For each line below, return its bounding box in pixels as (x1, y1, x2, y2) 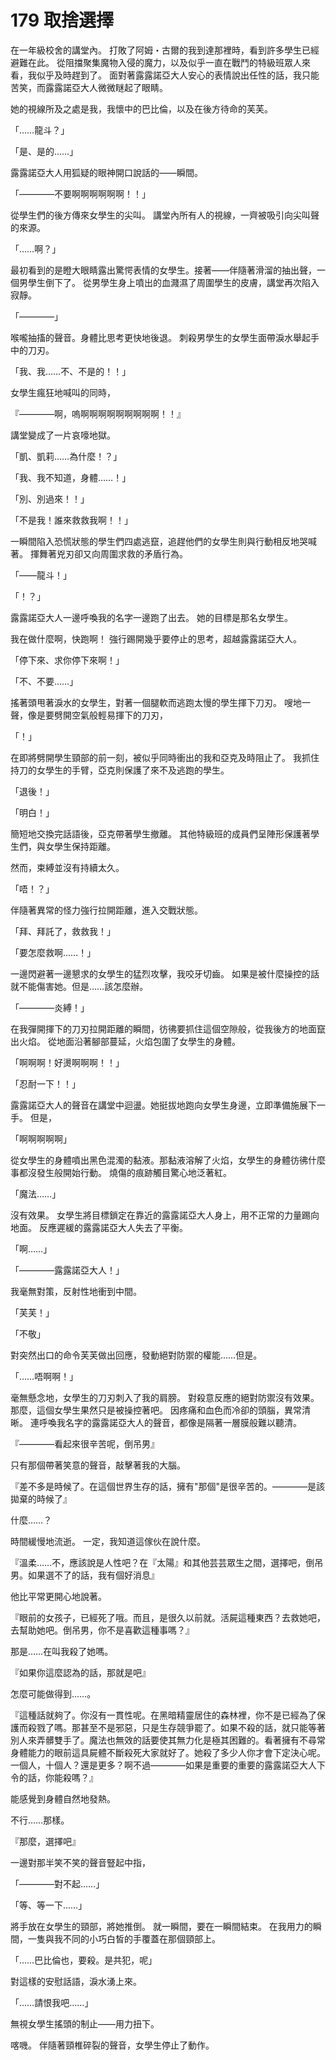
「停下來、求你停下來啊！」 (10, 654, 125, 666)
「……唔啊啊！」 (10, 1370, 79, 1382)
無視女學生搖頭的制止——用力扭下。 (10, 2017, 160, 2030)
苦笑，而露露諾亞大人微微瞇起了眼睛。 (10, 81, 168, 93)
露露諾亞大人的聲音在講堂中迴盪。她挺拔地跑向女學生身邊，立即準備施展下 (10, 1099, 317, 1111)
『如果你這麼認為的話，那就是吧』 (10, 1666, 151, 1678)
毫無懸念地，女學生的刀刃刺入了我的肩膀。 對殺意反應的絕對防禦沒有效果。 (10, 1391, 320, 1403)
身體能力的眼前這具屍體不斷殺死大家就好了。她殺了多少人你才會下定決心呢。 (10, 1746, 326, 1758)
